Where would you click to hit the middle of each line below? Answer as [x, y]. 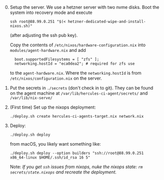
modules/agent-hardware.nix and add [48, 50]
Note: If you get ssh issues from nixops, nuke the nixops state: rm [76, 167]
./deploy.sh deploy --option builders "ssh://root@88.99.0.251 [77, 153]
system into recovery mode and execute [51, 12]
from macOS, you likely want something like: [55, 144]
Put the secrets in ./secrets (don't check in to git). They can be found [82, 88]
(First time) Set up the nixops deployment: [53, 107]
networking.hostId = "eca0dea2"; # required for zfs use [75, 64]
